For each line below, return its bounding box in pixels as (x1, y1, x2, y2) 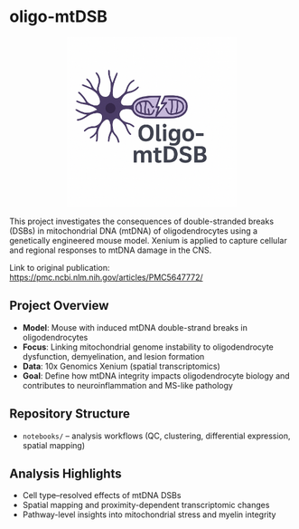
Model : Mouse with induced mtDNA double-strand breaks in (22, 322, 248, 332)
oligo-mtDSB (9, 6, 108, 27)
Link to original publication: (9, 262, 110, 273)
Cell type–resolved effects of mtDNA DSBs (22, 490, 182, 501)
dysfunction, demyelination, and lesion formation (22, 351, 205, 361)
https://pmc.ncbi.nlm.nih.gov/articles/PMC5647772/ (9, 272, 203, 283)
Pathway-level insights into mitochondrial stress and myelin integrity (22, 509, 276, 520)
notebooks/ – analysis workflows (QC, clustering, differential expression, (22, 430, 291, 441)
